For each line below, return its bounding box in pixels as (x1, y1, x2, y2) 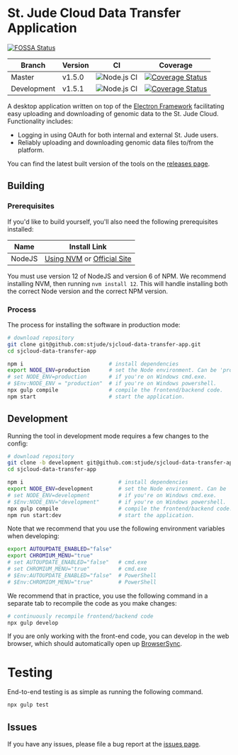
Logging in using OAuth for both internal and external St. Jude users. (17, 130, 219, 139)
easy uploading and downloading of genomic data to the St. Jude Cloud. (7, 109, 219, 118)
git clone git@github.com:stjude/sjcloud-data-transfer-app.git (7, 341, 201, 348)
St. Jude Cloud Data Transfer (7, 5, 181, 21)
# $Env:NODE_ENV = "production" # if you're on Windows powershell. (7, 380, 217, 387)
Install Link (69, 242, 108, 251)
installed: (7, 225, 34, 233)
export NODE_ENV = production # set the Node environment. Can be (7, 367, 217, 374)
